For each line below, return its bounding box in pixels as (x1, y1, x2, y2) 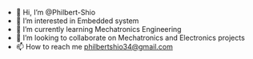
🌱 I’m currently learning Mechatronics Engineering (15, 25, 182, 33)
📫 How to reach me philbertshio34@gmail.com (15, 42, 174, 51)
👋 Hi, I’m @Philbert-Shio (15, 8, 96, 17)
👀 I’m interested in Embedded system (15, 16, 139, 26)
